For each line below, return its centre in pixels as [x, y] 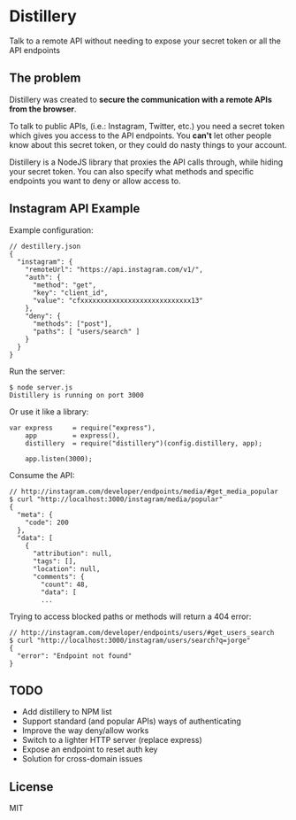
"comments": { [59, 576]
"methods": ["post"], [72, 324]
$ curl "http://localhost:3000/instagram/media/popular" [116, 499]
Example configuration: [52, 230]
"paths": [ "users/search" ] [86, 331]
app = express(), [73, 436]
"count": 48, [65, 584]
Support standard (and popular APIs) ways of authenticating [131, 721]
